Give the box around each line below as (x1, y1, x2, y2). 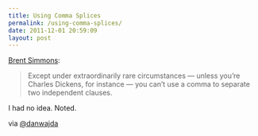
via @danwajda (8, 119, 59, 128)
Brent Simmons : (8, 56, 61, 65)
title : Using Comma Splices (8, 11, 102, 20)
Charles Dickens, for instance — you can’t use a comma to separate (27, 80, 250, 89)
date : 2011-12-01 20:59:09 (8, 26, 98, 34)
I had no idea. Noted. (8, 103, 77, 113)
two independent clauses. (27, 88, 113, 98)
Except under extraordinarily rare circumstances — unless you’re (27, 71, 241, 80)
